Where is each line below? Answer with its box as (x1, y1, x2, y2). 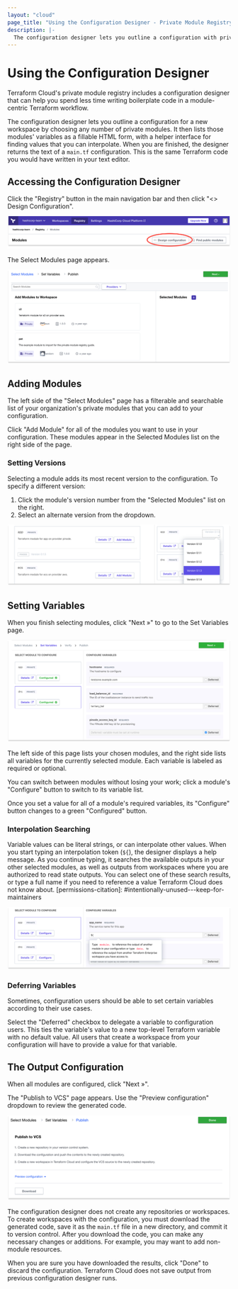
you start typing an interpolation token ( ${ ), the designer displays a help (7, 848, 217, 857)
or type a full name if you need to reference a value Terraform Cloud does (7, 878, 223, 886)
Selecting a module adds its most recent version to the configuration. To (7, 474, 218, 483)
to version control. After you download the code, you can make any (7, 1230, 204, 1239)
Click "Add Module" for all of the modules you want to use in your (7, 425, 198, 434)
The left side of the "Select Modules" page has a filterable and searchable (7, 397, 224, 405)
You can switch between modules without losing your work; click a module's (7, 778, 231, 787)
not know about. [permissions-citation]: (7, 886, 123, 894)
